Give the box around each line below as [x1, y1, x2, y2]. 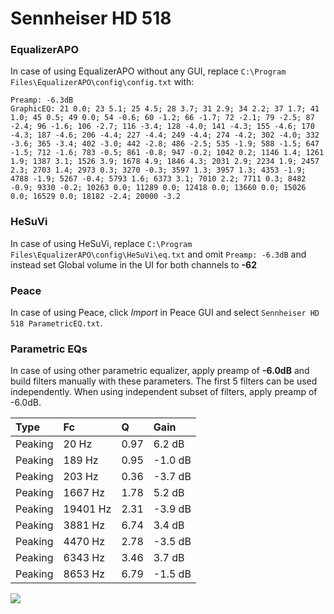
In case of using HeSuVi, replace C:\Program [10, 237, 193, 249]
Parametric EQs [10, 342, 88, 356]
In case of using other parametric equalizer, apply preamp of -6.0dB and [10, 365, 310, 377]
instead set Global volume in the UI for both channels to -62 [10, 258, 257, 271]
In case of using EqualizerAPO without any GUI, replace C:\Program [10, 65, 287, 77]
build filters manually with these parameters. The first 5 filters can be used [10, 375, 318, 387]
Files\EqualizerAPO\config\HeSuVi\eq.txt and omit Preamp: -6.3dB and [10, 248, 307, 260]
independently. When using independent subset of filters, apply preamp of [10, 386, 318, 398]
